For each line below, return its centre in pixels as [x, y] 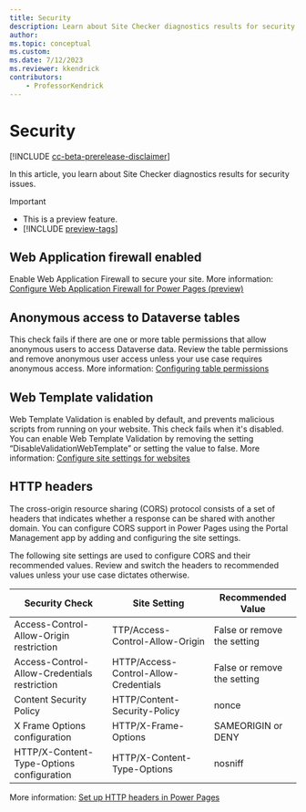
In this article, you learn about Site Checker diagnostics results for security [149, 173]
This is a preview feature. [70, 219]
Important [28, 201]
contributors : [36, 78]
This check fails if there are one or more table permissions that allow [138, 339]
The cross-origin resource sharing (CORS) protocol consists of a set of [143, 508]
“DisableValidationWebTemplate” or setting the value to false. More [135, 448]
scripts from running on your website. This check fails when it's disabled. [147, 429]
